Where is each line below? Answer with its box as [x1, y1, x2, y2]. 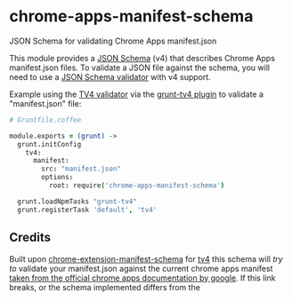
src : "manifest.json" [41, 164, 122, 174]
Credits [9, 230, 52, 245]
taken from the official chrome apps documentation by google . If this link [9, 273, 276, 283]
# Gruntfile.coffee [9, 115, 82, 124]
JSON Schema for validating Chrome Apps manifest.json [9, 36, 217, 46]
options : [41, 173, 74, 182]
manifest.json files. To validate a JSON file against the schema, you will [9, 62, 270, 73]
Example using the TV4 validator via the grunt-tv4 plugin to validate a [9, 89, 264, 99]
